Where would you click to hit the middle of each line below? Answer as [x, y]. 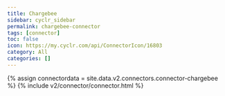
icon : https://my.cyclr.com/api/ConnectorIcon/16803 [85, 46]
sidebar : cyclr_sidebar [42, 20]
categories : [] [29, 59]
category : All [28, 52]
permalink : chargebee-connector [54, 26]
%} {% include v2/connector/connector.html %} [75, 85]
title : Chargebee [32, 13]
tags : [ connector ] [34, 33]
